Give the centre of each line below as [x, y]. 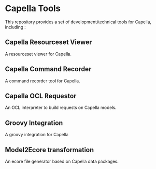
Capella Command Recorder [48, 69]
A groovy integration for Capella [37, 135]
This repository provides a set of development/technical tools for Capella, [78, 22]
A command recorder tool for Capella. [43, 81]
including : [15, 27]
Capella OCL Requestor [41, 96]
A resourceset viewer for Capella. [38, 54]
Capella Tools [33, 8]
